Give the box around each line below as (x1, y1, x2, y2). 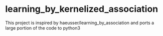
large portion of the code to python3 (5, 25, 80, 31)
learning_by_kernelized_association (5, 3, 158, 15)
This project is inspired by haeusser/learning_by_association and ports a (5, 20, 154, 26)
